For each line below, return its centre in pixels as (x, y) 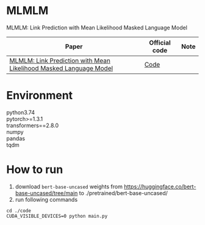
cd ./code (19, 211)
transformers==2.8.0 (33, 125)
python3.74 (21, 112)
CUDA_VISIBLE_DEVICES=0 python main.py (57, 216)
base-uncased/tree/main (46, 193)
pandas (16, 138)
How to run (35, 170)
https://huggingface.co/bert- (160, 186)
